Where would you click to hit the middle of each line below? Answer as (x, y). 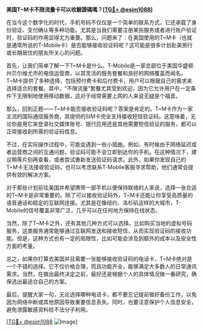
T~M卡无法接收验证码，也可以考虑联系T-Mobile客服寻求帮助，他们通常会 (97, 167)
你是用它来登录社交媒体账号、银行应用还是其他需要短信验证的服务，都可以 (104, 124)
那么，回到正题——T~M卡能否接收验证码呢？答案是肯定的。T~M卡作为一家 (100, 109)
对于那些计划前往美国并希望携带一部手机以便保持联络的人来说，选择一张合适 (101, 188)
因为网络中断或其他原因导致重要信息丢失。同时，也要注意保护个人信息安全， (101, 302)
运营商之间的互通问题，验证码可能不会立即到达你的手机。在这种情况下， (101, 152)
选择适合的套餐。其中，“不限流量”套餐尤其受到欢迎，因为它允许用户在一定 (99, 88)
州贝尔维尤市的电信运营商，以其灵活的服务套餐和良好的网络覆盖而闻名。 (96, 73)
